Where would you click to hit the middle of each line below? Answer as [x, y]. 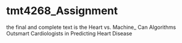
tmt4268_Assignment [62, 11]
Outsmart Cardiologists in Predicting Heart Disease [69, 33]
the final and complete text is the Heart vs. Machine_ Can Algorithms [91, 27]
